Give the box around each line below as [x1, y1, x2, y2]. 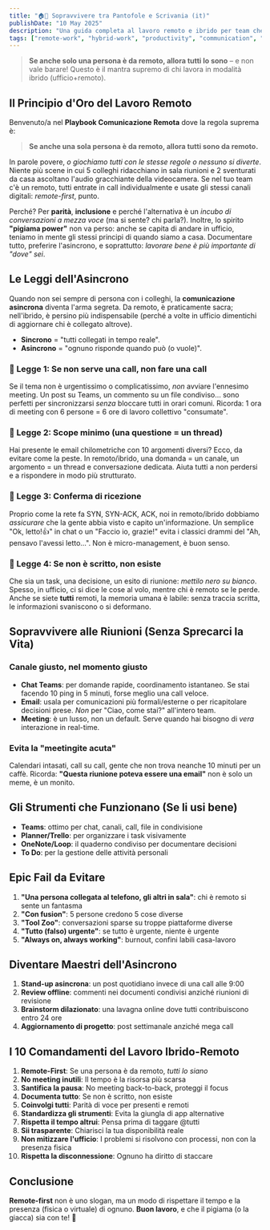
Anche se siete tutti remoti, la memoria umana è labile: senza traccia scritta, [9, 594, 260, 603]
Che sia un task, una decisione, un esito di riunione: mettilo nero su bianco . [9, 576, 257, 586]
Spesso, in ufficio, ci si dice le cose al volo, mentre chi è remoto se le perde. [9, 585, 260, 595]
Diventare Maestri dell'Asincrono [9, 958, 177, 972]
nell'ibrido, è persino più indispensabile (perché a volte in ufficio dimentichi [9, 310, 257, 321]
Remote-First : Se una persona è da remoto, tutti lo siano [20, 1067, 208, 1076]
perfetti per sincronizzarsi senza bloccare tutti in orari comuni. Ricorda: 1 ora [9, 398, 262, 409]
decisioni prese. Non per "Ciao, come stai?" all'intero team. [20, 705, 216, 715]
